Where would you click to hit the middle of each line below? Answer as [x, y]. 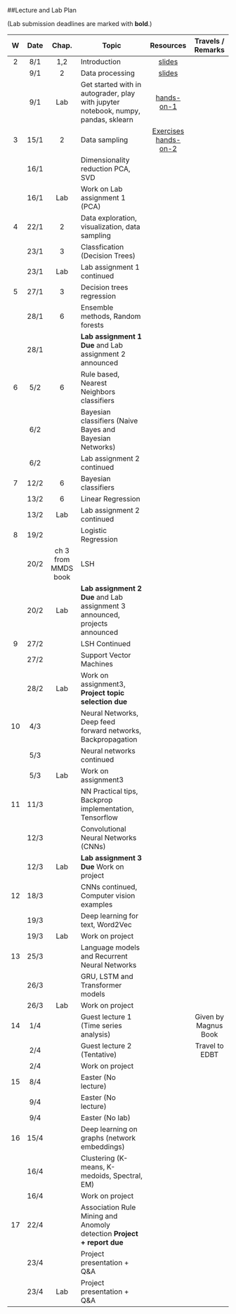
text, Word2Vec [106, 925]
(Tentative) [99, 1055]
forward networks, [111, 731]
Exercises [168, 131]
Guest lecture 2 [106, 1046]
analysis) [96, 1034]
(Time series [101, 1026]
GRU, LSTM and [107, 977]
